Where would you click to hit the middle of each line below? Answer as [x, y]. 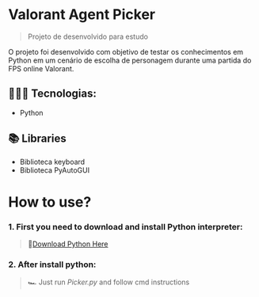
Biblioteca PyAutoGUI [54, 170]
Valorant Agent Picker [82, 15]
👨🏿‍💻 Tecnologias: [53, 94]
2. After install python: [52, 265]
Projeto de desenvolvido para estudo [88, 36]
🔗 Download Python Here [68, 244]
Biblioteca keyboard [52, 162]
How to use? [50, 202]
